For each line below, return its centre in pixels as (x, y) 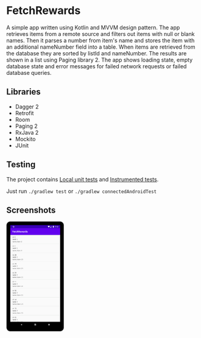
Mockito (25, 139)
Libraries (23, 92)
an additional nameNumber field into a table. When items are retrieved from (101, 47)
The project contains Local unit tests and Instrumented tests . (83, 179)
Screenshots (31, 210)
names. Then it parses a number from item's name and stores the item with (100, 40)
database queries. (29, 72)
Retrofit (24, 113)
